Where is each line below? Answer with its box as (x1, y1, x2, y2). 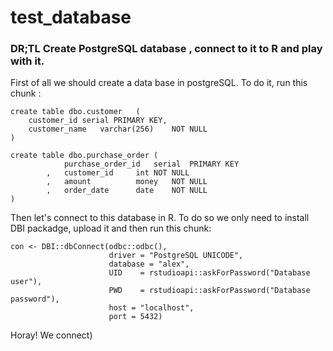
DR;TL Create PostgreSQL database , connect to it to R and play (10, 42, 323, 56)
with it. (10, 54, 45, 68)
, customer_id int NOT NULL (46, 168, 190, 178)
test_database (10, 6, 132, 29)
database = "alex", (108, 259, 190, 270)
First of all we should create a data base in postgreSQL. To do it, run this (10, 77, 308, 89)
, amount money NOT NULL (46, 177, 208, 187)
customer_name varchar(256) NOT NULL (28, 124, 208, 135)
